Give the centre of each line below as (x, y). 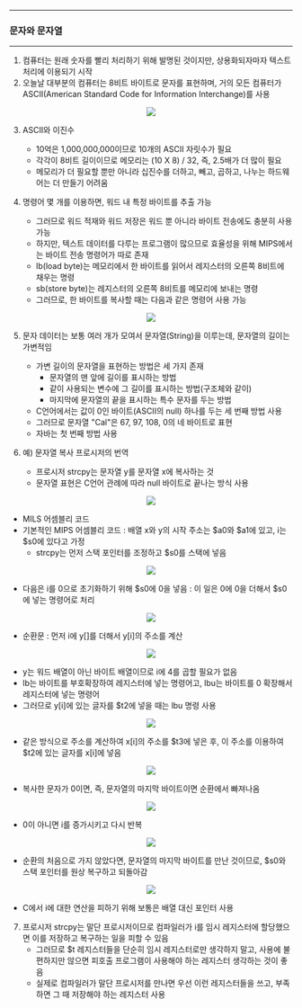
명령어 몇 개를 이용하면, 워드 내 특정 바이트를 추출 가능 (117, 202)
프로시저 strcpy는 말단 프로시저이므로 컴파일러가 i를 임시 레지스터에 (140, 927)
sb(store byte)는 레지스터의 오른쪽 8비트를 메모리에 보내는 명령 (147, 289)
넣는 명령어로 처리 (63, 600)
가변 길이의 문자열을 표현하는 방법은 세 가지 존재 (120, 366)
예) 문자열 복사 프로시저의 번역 (75, 453)
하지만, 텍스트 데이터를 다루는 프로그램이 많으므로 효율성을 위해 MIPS (157, 244)
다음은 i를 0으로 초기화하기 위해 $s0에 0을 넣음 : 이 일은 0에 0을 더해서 (147, 589)
